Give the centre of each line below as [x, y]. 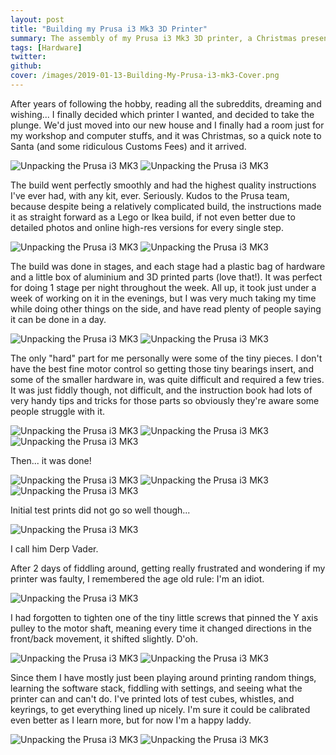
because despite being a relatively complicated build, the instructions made [166, 206]
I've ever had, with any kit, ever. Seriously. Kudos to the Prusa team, [150, 195]
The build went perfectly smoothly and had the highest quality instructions [163, 185]
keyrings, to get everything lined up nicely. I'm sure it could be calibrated [160, 709]
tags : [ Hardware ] [46, 47]
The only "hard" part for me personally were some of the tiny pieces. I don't [166, 358]
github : [26, 66]
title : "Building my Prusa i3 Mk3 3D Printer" [109, 29]
